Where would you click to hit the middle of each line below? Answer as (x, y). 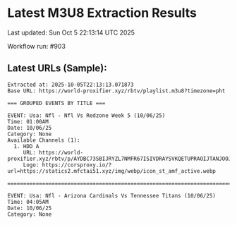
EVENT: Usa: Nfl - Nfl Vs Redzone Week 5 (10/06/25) (86, 115)
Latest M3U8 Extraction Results (102, 13)
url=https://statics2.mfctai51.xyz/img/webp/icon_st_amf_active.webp (112, 171)
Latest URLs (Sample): (57, 68)
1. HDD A (26, 146)
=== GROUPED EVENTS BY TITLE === (56, 103)
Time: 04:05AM (28, 202)
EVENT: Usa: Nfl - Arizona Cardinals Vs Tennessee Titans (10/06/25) (112, 195)
